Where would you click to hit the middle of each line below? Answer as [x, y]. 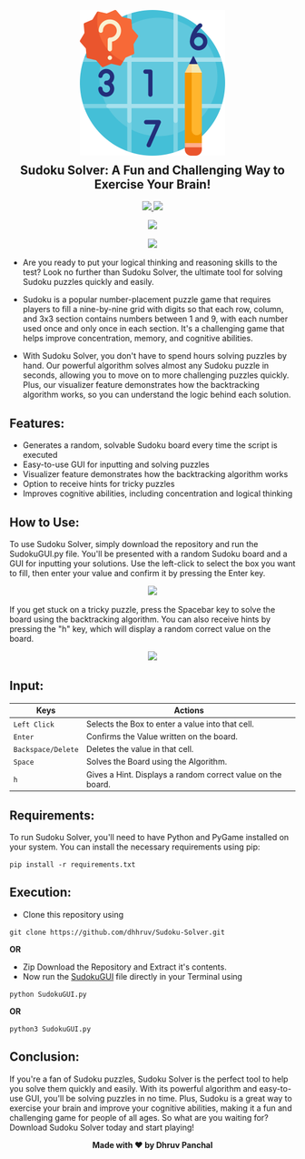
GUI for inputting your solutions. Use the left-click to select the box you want [152, 564]
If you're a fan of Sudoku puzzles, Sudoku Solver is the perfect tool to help [149, 1079]
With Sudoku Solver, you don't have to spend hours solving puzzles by [155, 356]
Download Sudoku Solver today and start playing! [102, 1127]
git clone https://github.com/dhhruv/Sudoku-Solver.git [117, 932]
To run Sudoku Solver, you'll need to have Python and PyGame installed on [149, 837]
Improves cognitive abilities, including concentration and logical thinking [157, 493]
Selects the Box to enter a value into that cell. [170, 724]
